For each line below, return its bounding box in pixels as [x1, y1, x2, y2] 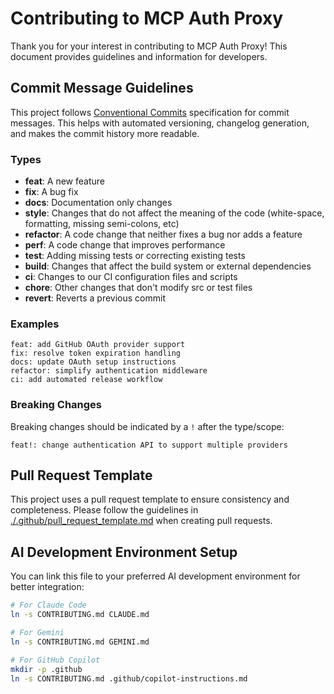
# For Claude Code [10, 600, 87, 611]
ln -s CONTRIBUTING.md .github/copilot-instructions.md [10, 673, 248, 684]
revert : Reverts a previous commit [24, 292, 166, 304]
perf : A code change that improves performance [24, 239, 226, 251]
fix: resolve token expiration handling [10, 348, 182, 359]
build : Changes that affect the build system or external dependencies [24, 260, 312, 272]
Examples [10, 317, 60, 331]
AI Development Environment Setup [10, 543, 238, 561]
